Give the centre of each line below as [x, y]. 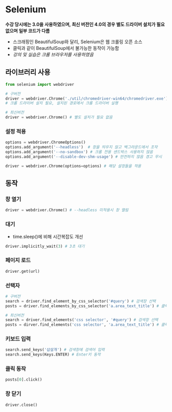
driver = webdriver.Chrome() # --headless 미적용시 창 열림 [67, 210]
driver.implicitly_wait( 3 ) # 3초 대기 [45, 246]
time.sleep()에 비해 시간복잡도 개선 [48, 236]
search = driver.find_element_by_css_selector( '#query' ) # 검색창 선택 [81, 301]
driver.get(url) [23, 271]
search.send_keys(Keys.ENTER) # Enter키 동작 [53, 355]
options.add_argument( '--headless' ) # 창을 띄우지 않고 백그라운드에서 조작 [81, 147]
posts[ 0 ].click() [24, 380]
